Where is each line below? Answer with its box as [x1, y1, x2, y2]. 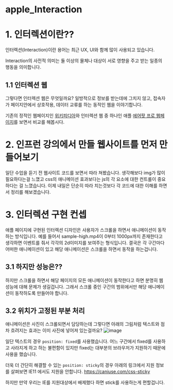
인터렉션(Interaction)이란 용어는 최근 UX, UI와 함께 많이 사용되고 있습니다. [5, 47, 155, 53]
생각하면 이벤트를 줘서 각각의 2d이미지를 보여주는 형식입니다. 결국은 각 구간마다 [5, 239, 165, 246]
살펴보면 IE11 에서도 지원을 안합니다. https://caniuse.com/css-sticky [10, 368, 150, 375]
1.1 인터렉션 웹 [5, 81, 47, 89]
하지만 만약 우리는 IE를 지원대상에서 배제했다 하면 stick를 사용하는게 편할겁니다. [5, 379, 165, 386]
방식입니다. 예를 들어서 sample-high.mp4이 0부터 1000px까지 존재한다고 [14, 233, 163, 239]
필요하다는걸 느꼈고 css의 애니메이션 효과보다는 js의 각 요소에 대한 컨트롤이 [5, 176, 157, 182]
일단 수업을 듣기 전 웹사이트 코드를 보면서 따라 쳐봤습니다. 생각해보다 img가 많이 [5, 170, 166, 176]
